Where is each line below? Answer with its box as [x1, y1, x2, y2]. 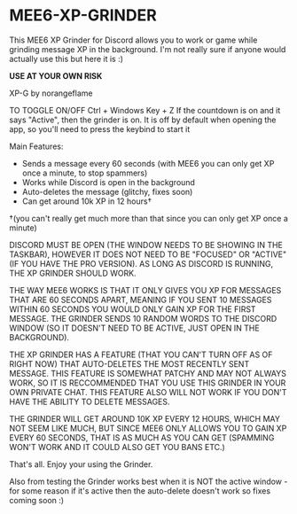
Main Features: [9, 141, 64, 152]
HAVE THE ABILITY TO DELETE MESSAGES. [9, 396, 170, 407]
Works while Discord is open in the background [21, 176, 195, 187]
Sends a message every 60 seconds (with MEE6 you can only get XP [21, 158, 275, 168]
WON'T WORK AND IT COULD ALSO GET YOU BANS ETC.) [9, 441, 226, 452]
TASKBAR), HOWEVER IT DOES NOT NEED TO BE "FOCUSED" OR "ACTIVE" [9, 249, 286, 260]
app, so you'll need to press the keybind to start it [9, 123, 191, 134]
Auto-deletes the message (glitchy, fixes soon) [21, 186, 193, 197]
